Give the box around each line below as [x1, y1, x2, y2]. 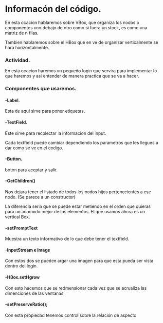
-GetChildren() [5, 178, 36, 184]
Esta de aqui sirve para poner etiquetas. [5, 108, 85, 114]
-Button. [5, 156, 23, 162]
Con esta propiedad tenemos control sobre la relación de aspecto [5, 312, 137, 318]
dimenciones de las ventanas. [5, 290, 65, 296]
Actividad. [5, 57, 30, 63]
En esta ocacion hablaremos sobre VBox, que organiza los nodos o [5, 20, 140, 25]
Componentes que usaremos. [5, 85, 77, 92]
